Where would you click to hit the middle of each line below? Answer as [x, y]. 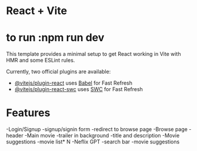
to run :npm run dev [55, 38]
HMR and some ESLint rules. [41, 61]
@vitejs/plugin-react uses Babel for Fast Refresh [74, 83]
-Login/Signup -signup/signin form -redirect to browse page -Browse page [97, 129]
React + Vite [37, 11]
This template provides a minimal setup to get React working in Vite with [94, 54]
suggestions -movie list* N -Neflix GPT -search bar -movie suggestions [93, 142]
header [15, 136]
